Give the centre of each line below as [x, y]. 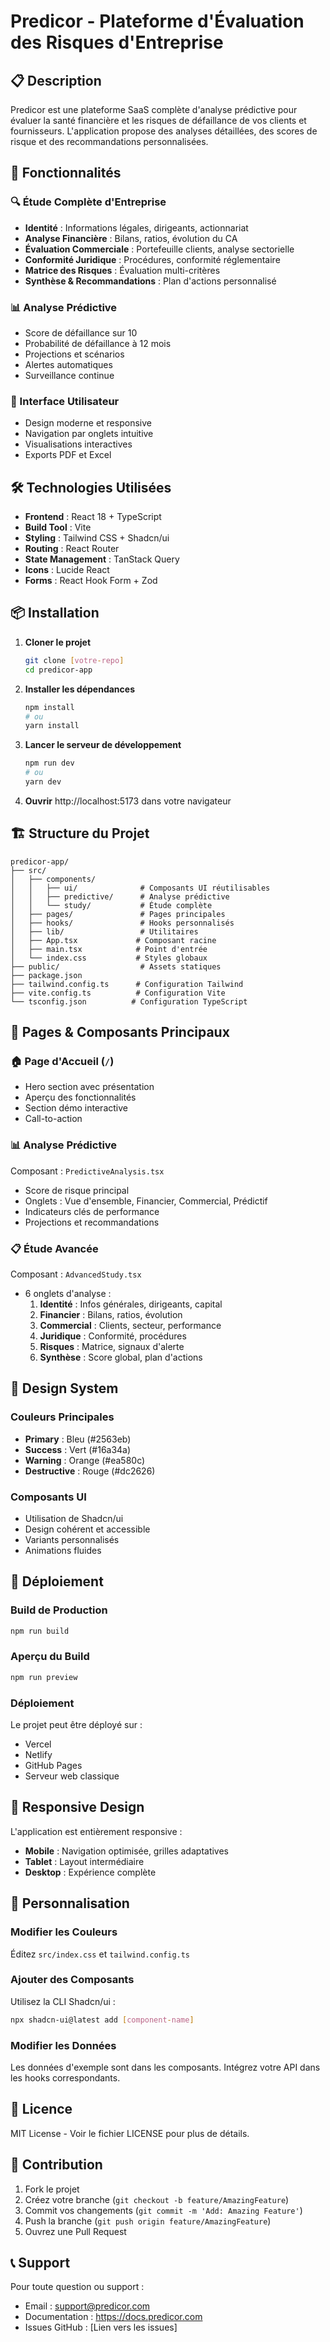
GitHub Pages [53, 1766]
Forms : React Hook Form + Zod [91, 581]
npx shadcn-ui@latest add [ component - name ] [102, 2020]
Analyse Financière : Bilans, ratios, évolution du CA [131, 238]
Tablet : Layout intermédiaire [84, 1861]
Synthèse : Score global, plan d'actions [121, 1357]
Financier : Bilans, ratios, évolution [111, 1314]
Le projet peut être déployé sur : [76, 1725]
